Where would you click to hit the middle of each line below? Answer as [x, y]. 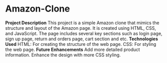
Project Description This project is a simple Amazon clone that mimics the [82, 23]
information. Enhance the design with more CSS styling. [63, 55]
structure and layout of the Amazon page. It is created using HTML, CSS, [81, 28]
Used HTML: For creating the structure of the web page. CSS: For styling [81, 44]
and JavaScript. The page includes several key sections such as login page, [84, 33]
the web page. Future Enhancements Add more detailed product [73, 49]
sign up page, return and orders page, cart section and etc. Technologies [82, 39]
